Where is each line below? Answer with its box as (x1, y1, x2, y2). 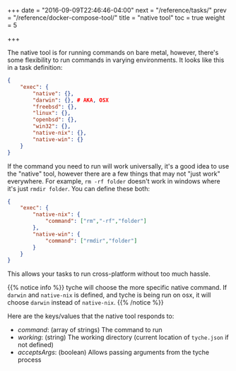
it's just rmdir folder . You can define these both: (7, 184, 151, 193)
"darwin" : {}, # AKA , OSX (33, 97, 110, 104)
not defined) (17, 341, 54, 349)
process (17, 355, 42, 364)
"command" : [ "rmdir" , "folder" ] (45, 237, 138, 244)
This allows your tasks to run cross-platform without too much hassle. (7, 269, 211, 278)
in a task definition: (7, 63, 63, 71)
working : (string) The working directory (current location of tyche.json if (17, 333, 229, 341)
